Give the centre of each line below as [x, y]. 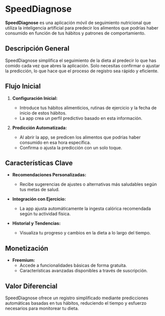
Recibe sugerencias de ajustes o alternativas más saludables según [88, 184]
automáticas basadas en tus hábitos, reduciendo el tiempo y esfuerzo [76, 303]
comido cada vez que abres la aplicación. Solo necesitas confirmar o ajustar [82, 65]
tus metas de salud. [40, 190]
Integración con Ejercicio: [39, 199]
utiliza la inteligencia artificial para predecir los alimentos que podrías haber [82, 28]
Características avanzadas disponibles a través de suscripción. [83, 271]
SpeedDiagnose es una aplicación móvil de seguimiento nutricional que [78, 23]
